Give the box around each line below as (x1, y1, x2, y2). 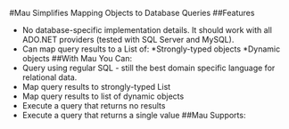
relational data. (21, 72, 78, 83)
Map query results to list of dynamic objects (21, 91, 185, 101)
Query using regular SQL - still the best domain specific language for (21, 62, 276, 73)
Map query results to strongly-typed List (21, 82, 171, 92)
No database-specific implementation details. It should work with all (21, 25, 272, 35)
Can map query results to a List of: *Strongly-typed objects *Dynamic (21, 44, 281, 54)
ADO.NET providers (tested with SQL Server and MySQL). (21, 35, 235, 44)
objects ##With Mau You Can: (21, 53, 132, 63)
